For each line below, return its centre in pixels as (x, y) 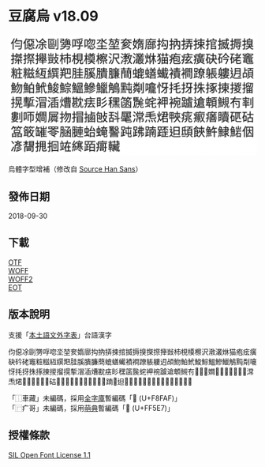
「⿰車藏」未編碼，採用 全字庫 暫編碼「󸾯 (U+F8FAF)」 (95, 398)
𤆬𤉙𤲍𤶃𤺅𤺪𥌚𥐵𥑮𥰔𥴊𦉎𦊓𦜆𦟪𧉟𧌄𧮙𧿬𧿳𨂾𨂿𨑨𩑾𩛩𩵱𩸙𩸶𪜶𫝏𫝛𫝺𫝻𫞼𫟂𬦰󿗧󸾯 (101, 381)
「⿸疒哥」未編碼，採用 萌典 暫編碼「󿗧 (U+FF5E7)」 (91, 408)
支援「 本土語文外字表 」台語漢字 (60, 335)
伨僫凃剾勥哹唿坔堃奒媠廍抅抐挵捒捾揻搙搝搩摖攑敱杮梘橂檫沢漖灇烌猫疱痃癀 (132, 352)
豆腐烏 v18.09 (53, 16)
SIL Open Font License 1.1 (49, 454)
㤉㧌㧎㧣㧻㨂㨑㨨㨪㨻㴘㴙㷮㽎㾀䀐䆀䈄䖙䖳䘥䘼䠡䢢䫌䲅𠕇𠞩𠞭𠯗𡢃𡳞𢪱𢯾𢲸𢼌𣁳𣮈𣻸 (131, 371)
